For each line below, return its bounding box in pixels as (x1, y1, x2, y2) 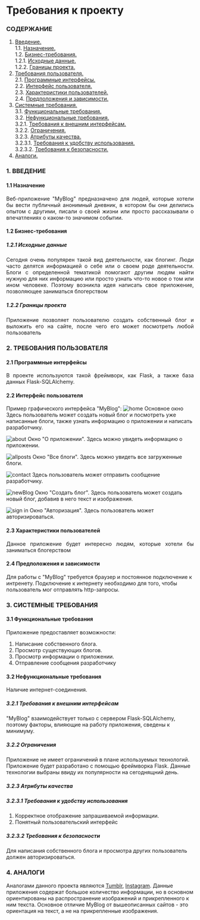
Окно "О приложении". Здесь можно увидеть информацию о (27, 436, 183, 443)
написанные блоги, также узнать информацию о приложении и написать (6, 418, 192, 425)
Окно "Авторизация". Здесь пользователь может (29, 507, 154, 514)
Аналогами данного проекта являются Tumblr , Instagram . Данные (6, 882, 174, 889)
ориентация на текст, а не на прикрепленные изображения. (6, 907, 159, 914)
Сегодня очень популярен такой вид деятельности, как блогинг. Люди (6, 256, 194, 264)
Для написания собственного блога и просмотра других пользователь (6, 847, 187, 855)
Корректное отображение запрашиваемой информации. (14, 812, 160, 819)
